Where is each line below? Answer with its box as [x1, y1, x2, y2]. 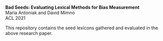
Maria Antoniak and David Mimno [5, 10, 75, 16]
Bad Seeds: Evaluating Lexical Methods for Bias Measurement [5, 5, 140, 10]
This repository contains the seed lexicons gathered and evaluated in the [5, 25, 158, 31]
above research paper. [5, 30, 52, 36]
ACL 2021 [5, 15, 25, 21]
